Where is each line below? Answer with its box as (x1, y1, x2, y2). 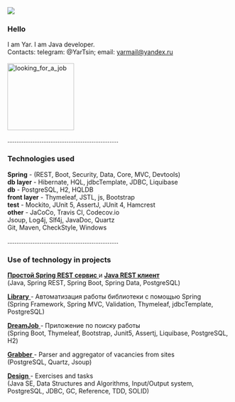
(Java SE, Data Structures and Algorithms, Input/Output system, (7, 378, 194, 388)
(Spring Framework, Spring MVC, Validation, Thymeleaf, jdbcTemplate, (7, 299, 214, 308)
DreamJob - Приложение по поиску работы (7, 321, 141, 329)
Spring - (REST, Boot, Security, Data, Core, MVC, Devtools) (7, 170, 181, 178)
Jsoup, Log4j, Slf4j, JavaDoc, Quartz (7, 215, 115, 224)
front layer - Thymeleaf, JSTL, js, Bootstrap (7, 192, 135, 201)
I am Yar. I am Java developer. (7, 40, 95, 49)
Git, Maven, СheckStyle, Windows (7, 223, 107, 232)
